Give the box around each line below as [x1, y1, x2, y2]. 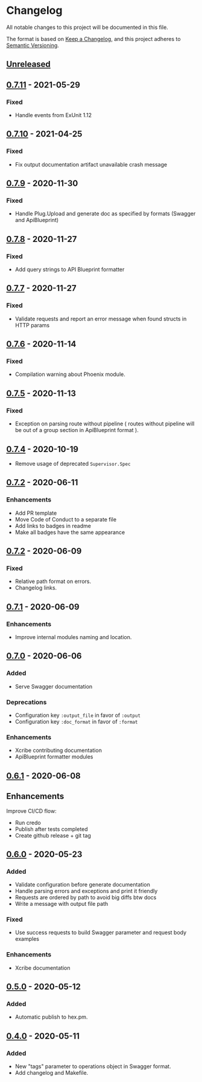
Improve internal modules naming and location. [14, 634, 132, 641]
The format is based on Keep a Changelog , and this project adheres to [6, 35, 181, 42]
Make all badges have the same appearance [14, 529, 125, 536]
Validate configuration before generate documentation [14, 881, 151, 888]
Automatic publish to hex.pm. [14, 1013, 88, 1020]
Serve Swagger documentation [14, 683, 93, 690]
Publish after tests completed [14, 825, 89, 833]
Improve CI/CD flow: [6, 807, 57, 815]
